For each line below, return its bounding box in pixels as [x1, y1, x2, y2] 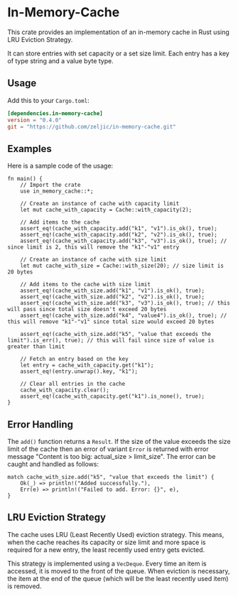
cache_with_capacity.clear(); [20, 386, 110, 394]
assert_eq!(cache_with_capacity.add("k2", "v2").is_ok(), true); [20, 232, 218, 239]
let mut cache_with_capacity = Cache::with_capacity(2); [20, 207, 193, 214]
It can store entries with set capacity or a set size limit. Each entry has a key [7, 49, 229, 58]
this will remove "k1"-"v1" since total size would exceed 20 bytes [7, 318, 215, 325]
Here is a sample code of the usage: [7, 161, 114, 170]
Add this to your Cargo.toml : [7, 96, 90, 104]
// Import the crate [20, 182, 81, 189]
